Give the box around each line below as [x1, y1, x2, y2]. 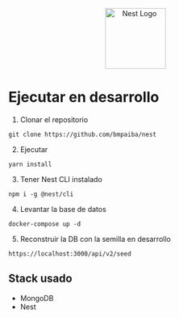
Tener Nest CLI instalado [19, 174, 102, 184]
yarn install [8, 160, 52, 168]
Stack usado [8, 272, 73, 286]
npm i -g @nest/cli [8, 190, 74, 198]
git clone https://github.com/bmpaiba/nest [8, 130, 157, 138]
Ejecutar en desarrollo [8, 88, 160, 107]
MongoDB [19, 293, 54, 303]
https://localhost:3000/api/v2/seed [8, 249, 131, 258]
